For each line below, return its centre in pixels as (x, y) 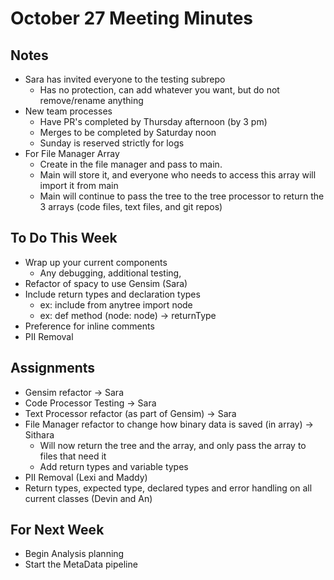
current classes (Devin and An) (88, 498)
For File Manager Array (72, 153)
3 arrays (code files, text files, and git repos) (131, 206)
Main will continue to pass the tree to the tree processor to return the (182, 196)
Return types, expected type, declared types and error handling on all (168, 488)
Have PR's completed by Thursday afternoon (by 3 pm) (153, 121)
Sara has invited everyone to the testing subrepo (125, 79)
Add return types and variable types (114, 466)
